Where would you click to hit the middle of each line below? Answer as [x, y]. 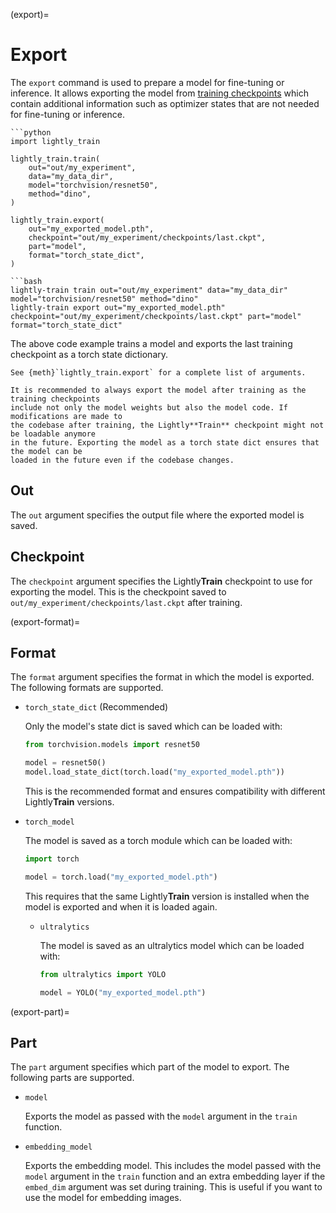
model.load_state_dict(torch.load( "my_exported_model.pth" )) [155, 772]
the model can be [46, 451]
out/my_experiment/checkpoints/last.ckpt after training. [126, 602]
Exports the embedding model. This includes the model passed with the [173, 1166]
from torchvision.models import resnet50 [112, 745]
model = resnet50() [65, 763]
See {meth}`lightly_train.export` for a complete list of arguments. [158, 372]
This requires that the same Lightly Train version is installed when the [167, 896]
